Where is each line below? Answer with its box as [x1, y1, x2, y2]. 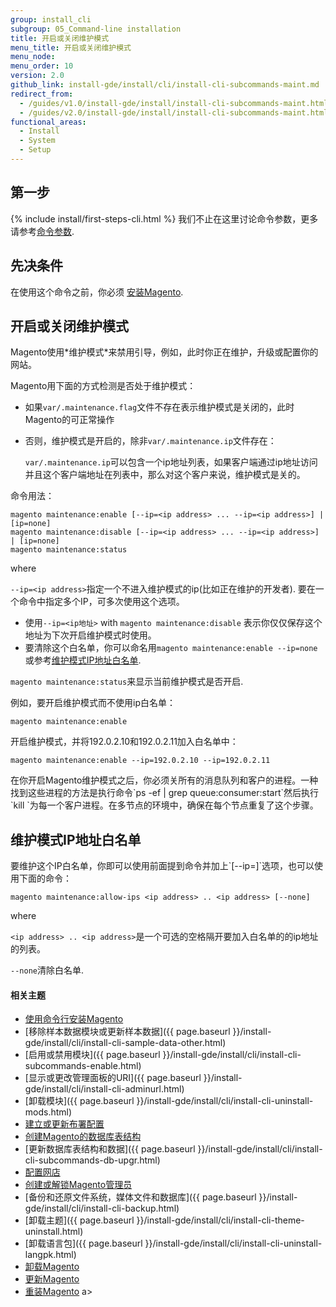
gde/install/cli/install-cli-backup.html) [24, 1202, 180, 1215]
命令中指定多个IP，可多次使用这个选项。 [18, 596, 185, 608]
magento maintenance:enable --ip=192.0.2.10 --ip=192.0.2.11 [10, 756, 271, 766]
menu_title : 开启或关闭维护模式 [10, 42, 132, 53]
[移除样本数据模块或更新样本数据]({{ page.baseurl [24, 1026, 231, 1038]
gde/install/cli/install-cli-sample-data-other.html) [24, 1037, 227, 1049]
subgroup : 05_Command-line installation [10, 24, 182, 34]
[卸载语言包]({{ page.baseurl [24, 1237, 143, 1250]
